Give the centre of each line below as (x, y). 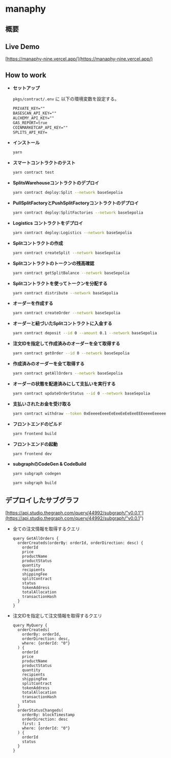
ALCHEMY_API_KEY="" (33, 118)
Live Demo (22, 47)
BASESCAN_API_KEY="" (34, 113)
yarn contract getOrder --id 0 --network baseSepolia (71, 353)
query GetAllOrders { (35, 539)
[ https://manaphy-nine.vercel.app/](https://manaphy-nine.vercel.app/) (79, 59)
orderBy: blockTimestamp (48, 715)
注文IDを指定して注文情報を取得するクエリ (57, 616)
